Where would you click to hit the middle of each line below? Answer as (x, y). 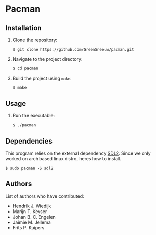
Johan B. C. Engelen (34, 217)
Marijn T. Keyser (30, 211)
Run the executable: (34, 116)
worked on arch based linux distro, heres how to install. (63, 159)
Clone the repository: (35, 40)
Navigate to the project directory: (47, 59)
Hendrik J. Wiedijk (32, 206)
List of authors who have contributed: (45, 196)
